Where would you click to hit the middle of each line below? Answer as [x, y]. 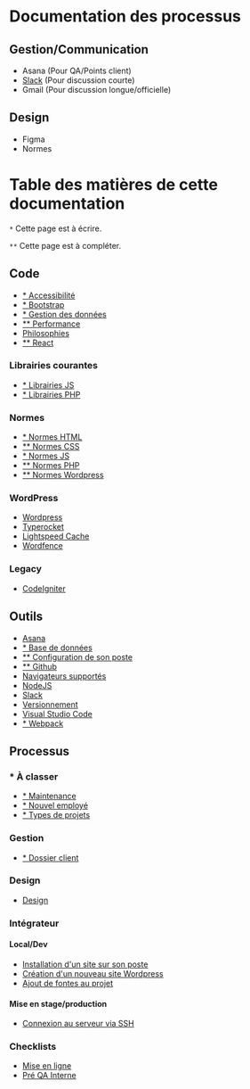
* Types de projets [56, 815]
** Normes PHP [51, 466]
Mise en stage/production [58, 1003]
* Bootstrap [43, 304]
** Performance [51, 324]
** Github [40, 666]
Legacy [26, 569]
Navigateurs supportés [64, 676]
